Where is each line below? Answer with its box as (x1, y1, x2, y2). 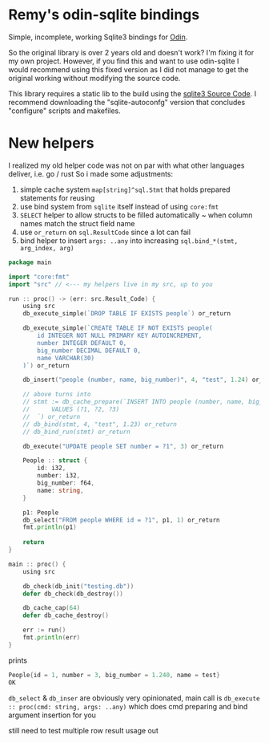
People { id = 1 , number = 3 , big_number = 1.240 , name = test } (8, 671, 220, 679)
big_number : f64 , (37, 479, 94, 487)
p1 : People (22, 508, 59, 517)
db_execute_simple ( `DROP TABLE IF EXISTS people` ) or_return (22, 310, 231, 318)
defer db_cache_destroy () (22, 611, 110, 619)
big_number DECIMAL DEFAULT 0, (37, 347, 142, 355)
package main (8, 258, 52, 266)
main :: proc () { (8, 560, 66, 568)
